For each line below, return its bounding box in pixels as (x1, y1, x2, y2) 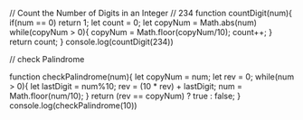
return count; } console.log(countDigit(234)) (9, 36, 174, 47)
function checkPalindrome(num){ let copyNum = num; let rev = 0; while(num (9, 71, 295, 82)
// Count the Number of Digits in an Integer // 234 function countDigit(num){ (9, 8, 292, 18)
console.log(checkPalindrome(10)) (9, 100, 137, 111)
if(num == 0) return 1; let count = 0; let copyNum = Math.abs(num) (9, 17, 258, 28)
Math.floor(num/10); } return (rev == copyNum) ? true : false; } (9, 90, 241, 101)
